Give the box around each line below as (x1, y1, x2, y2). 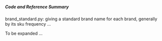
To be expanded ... (5, 30, 43, 36)
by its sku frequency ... (5, 21, 51, 27)
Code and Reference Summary (5, 4, 69, 10)
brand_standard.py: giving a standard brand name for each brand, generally (5, 16, 158, 22)
